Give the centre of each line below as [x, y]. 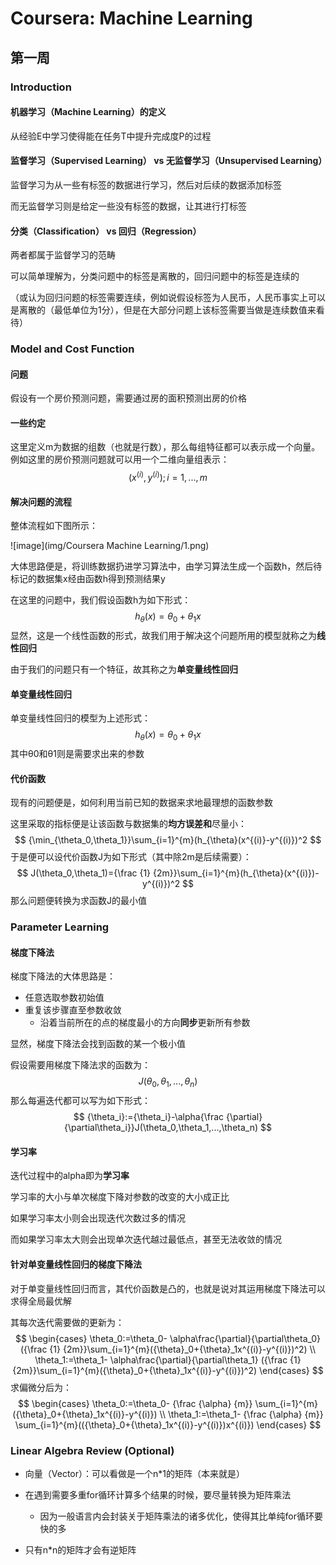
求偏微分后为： [41, 1387]
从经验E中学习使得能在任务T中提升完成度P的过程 [111, 136]
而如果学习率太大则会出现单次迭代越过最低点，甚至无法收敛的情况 [146, 1239]
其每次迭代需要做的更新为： [67, 1322]
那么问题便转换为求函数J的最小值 [78, 901]
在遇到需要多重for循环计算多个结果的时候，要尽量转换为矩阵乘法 [158, 1494]
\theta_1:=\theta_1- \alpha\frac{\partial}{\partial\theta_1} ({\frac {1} [168, 1359]
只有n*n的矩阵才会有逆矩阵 [80, 1549]
